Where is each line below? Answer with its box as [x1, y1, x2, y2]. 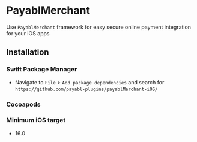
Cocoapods [6, 100, 41, 108]
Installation [6, 47, 49, 58]
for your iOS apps [6, 29, 50, 37]
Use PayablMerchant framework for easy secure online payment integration [6, 23, 191, 31]
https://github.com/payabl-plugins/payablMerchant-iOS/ [14, 86, 158, 92]
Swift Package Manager [6, 65, 77, 74]
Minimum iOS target [6, 116, 66, 125]
